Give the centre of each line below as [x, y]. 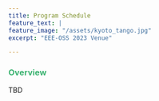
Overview [28, 72]
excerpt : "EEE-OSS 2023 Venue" [60, 38]
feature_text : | [35, 23]
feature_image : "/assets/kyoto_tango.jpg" [80, 30]
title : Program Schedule [50, 16]
